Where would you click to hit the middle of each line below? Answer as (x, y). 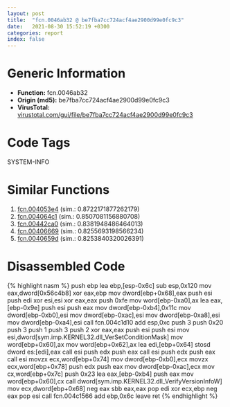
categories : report (35, 33)
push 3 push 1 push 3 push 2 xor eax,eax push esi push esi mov (98, 329)
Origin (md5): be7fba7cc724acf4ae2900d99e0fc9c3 (93, 100)
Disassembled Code (66, 266)
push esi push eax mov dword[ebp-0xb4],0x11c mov (116, 307)
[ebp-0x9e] (24, 307)
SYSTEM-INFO (28, 162)
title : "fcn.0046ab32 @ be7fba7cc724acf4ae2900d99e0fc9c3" (96, 20)
